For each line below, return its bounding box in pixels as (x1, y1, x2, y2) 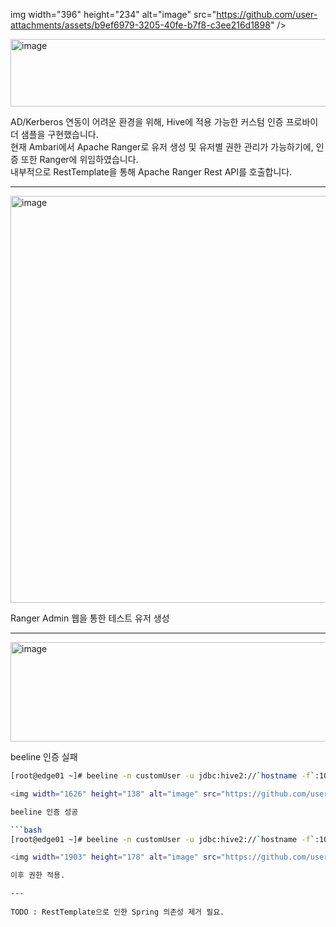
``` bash (10, 825, 43, 835)
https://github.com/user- (216, 9, 318, 20)
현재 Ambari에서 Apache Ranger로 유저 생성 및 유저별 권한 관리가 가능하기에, (10, 141, 314, 153)
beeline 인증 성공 (10, 807, 79, 817)
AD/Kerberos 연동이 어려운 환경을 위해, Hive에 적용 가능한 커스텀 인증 (10, 116, 284, 128)
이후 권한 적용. (10, 870, 66, 881)
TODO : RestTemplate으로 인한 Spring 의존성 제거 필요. (10, 907, 225, 917)
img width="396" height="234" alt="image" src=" (10, 9, 217, 20)
